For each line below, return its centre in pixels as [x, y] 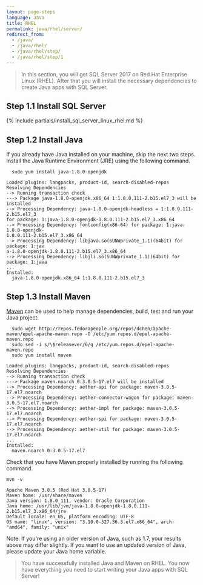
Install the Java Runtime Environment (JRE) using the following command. [98, 161]
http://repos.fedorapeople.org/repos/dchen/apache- [105, 329]
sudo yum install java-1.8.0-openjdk [59, 172]
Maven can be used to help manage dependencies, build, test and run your [100, 311]
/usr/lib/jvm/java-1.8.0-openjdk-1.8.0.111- [93, 506]
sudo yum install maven [42, 355]
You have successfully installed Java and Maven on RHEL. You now [105, 563]
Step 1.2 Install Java [45, 140]
